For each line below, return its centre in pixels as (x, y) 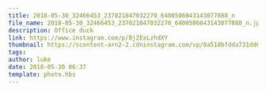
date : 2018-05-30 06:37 (47, 67)
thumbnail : (26, 45)
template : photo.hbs (42, 74)
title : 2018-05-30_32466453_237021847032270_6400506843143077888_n (122, 15)
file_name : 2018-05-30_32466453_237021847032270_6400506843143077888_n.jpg (136, 23)
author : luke (30, 60)
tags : (17, 52)
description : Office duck (51, 30)
